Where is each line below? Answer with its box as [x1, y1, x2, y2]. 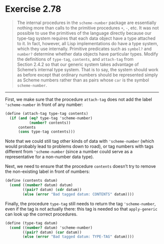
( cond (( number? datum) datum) [9, 183, 73, 188]
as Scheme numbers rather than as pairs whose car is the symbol [17, 77, 149, 83]
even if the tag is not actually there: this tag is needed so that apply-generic [5, 206, 158, 212]
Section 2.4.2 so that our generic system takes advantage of [17, 61, 139, 67]
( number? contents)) [29, 120, 71, 125]
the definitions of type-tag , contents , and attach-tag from [17, 56, 134, 62]
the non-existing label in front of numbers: [5, 168, 90, 175]
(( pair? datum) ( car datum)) [22, 230, 82, 235]
